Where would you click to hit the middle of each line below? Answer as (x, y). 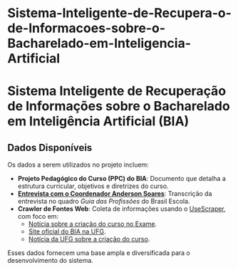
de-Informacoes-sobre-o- (87, 28)
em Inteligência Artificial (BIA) (98, 121)
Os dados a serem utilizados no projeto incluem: (78, 165)
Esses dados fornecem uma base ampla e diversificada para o (99, 253)
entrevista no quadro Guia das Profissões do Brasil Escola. (104, 202)
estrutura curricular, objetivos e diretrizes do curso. (93, 186)
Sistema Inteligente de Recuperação (117, 91)
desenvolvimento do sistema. (51, 261)
